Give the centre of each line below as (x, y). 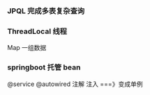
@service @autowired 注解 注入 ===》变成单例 (75, 84)
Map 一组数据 (27, 48)
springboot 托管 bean (44, 67)
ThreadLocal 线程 (37, 31)
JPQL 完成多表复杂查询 (46, 10)
